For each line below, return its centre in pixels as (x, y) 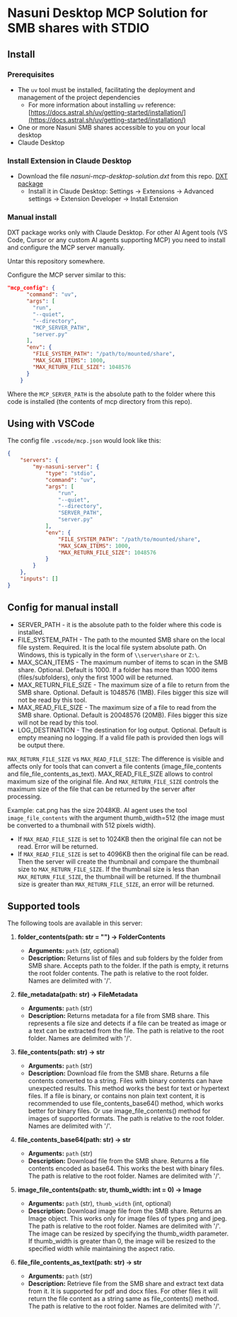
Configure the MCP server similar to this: (67, 275)
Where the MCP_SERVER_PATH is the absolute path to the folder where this (111, 394)
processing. (25, 796)
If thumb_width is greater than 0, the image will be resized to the (122, 1241)
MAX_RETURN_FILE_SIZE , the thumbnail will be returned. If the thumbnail (119, 876)
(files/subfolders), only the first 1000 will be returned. (95, 677)
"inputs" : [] (39, 579)
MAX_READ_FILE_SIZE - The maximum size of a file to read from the (117, 707)
